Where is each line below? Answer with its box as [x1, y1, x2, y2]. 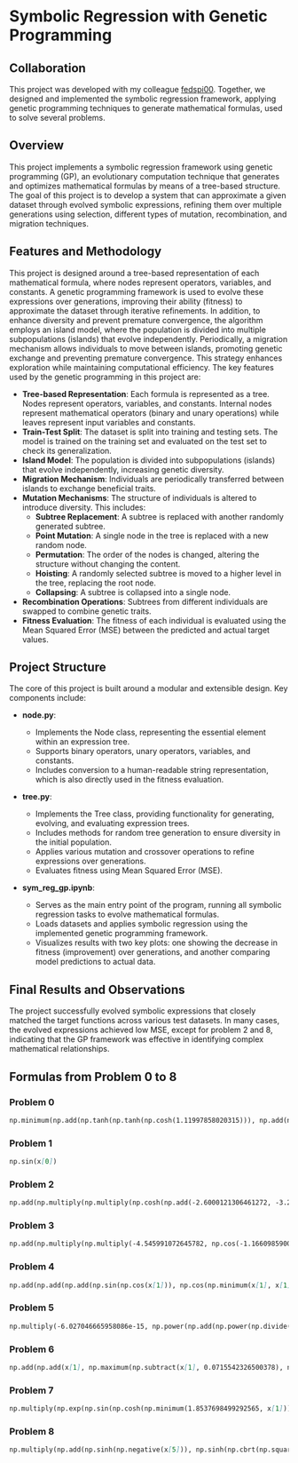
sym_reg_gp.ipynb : [21, 882, 95, 894]
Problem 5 [9, 1301, 55, 1314]
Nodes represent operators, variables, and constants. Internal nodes [21, 398, 272, 409]
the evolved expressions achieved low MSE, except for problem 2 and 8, [9, 1024, 273, 1036]
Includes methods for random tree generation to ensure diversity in [35, 828, 281, 839]
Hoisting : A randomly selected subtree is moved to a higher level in [35, 568, 282, 578]
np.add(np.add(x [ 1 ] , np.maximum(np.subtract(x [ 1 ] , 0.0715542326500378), [9, 1363, 284, 1372]
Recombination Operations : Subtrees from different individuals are [21, 596, 269, 607]
